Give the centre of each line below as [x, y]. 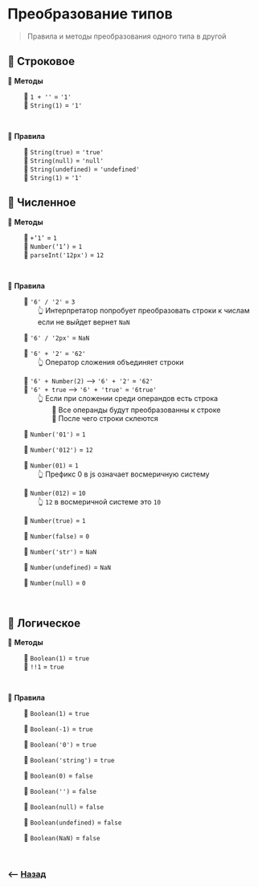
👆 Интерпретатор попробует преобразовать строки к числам [143, 310]
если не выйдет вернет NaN [84, 321]
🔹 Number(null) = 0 [54, 582]
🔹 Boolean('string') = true [69, 760]
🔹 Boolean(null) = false [63, 807]
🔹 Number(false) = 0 [56, 536]
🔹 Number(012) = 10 [54, 493]
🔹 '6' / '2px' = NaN [56, 337]
